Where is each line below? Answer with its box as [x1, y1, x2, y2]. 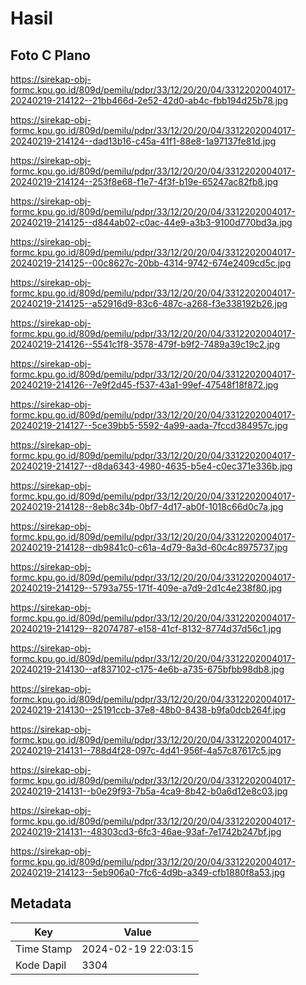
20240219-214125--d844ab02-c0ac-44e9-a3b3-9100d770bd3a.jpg [10, 217, 293, 228]
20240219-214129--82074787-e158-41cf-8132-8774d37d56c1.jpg [10, 623, 282, 634]
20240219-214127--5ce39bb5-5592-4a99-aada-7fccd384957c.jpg [10, 420, 288, 431]
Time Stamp [15, 942, 73, 956]
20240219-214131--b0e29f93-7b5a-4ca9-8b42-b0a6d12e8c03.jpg [10, 785, 288, 797]
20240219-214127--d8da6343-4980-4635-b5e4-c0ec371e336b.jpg [10, 460, 293, 472]
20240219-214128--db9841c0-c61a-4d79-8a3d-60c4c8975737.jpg [10, 542, 288, 553]
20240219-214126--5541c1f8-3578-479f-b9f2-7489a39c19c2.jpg [10, 338, 280, 350]
